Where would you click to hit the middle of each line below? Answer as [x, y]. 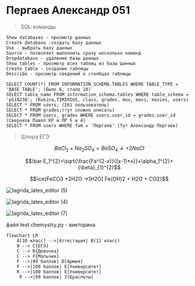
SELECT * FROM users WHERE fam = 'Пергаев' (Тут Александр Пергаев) [92, 126]
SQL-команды [38, 27]
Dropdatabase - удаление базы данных [53, 58]
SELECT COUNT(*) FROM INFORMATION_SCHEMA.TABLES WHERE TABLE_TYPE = [92, 84]
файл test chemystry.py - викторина [51, 224]
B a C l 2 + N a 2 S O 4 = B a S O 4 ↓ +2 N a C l [99, 149]
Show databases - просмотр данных [49, 37]
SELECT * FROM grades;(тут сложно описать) [61, 110]
